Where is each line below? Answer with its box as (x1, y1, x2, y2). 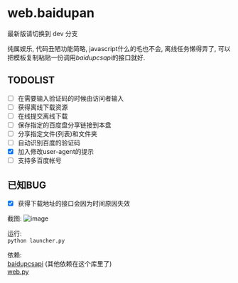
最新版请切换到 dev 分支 (7, 29, 78, 38)
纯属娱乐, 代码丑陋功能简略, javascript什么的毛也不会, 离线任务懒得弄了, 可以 (7, 44, 231, 52)
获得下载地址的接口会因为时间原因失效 (17, 199, 130, 208)
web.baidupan (7, 5, 94, 21)
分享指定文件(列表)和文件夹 (17, 130, 97, 138)
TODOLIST (7, 74, 55, 87)
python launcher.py (7, 238, 65, 245)
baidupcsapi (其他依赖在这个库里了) (7, 260, 112, 268)
